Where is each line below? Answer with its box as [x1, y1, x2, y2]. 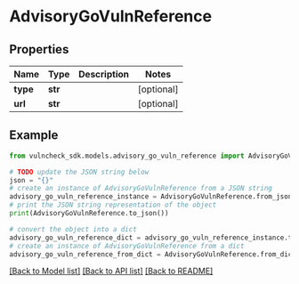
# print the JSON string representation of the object [9, 200, 217, 210]
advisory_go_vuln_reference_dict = [9, 233, 141, 242]
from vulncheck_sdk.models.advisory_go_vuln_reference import [9, 151, 245, 160]
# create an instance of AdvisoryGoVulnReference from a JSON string [9, 184, 273, 193]
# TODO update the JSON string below [9, 167, 149, 176]
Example [9, 127, 59, 143]
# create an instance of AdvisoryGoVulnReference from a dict [9, 241, 245, 250]
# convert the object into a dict [9, 224, 138, 233]
